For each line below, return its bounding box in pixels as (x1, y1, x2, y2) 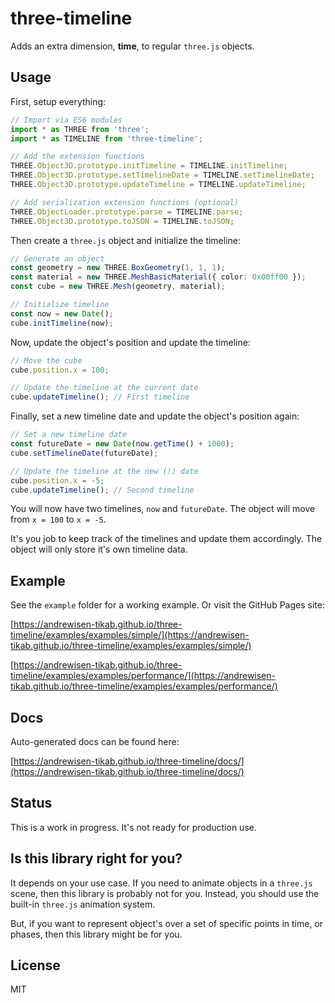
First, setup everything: (10, 95, 107, 107)
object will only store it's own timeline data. (10, 543, 188, 556)
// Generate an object (10, 253, 105, 264)
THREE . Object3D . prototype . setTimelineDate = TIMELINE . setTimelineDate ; (10, 170, 315, 181)
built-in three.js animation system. (10, 898, 156, 910)
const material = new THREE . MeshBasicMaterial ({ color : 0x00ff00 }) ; (10, 272, 307, 282)
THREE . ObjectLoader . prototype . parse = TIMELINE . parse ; (10, 207, 244, 217)
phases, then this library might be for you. (10, 928, 183, 940)
